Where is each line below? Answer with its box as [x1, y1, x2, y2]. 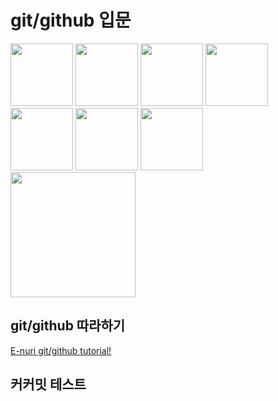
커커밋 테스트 [10, 376, 87, 393]
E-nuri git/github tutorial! [10, 344, 112, 356]
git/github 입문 [10, 9, 132, 32]
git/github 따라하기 [10, 317, 126, 335]
